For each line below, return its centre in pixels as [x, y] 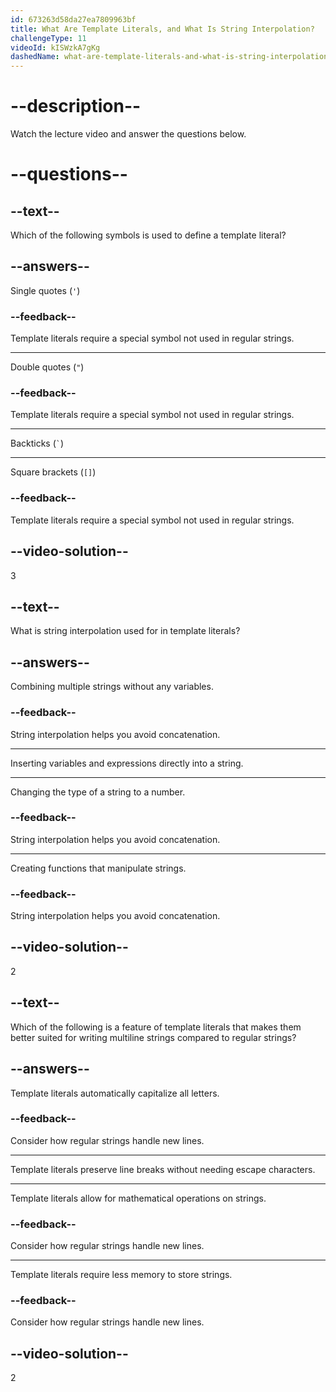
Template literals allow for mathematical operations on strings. [138, 1198]
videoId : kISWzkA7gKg [55, 47]
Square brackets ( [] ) [53, 472]
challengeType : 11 [48, 38]
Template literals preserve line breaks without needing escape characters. [163, 1169]
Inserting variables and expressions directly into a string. [127, 763]
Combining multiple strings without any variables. [112, 687]
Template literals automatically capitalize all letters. [115, 1093]
